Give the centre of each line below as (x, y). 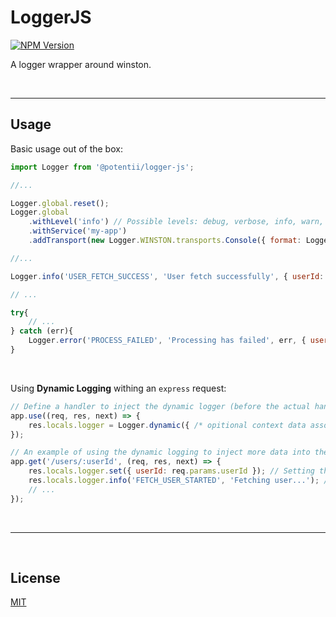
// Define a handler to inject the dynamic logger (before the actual (160, 406)
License (35, 578)
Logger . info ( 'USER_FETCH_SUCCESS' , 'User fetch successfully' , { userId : (167, 276)
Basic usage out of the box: (66, 148)
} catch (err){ (42, 331)
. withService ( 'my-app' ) (78, 231)
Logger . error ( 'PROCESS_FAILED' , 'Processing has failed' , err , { (167, 341)
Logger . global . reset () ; (60, 203)
